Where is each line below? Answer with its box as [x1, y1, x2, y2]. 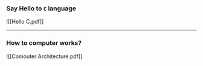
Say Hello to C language [6, 4, 77, 13]
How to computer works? [6, 39, 82, 47]
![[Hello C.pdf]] [6, 18, 44, 25]
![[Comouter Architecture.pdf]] [6, 53, 83, 60]
